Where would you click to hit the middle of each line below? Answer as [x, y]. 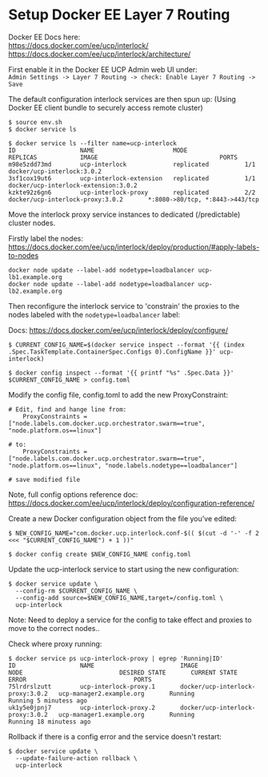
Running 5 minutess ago [48, 700]
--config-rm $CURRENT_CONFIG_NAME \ [76, 591]
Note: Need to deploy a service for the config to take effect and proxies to [130, 620]
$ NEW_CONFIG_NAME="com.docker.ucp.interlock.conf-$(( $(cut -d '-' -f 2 [134, 533]
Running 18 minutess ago [50, 722]
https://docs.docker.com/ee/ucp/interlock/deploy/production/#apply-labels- [134, 247]
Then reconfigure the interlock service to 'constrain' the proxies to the [124, 306]
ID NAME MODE [98, 150]
